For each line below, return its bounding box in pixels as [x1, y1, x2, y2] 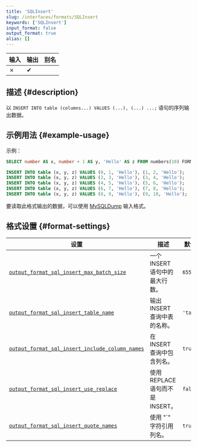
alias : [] [6, 36, 30, 42]
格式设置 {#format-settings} [6, 221, 110, 231]
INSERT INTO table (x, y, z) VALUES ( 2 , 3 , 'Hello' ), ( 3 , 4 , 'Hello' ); [6, 174, 185, 181]
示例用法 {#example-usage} [6, 130, 110, 140]
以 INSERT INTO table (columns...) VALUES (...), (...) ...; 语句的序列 [6, 104, 185, 111]
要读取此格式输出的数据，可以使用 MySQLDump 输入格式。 [6, 202, 150, 209]
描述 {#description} [6, 88, 79, 98]
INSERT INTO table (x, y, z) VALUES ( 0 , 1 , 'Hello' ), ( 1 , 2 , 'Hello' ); [6, 169, 185, 175]
